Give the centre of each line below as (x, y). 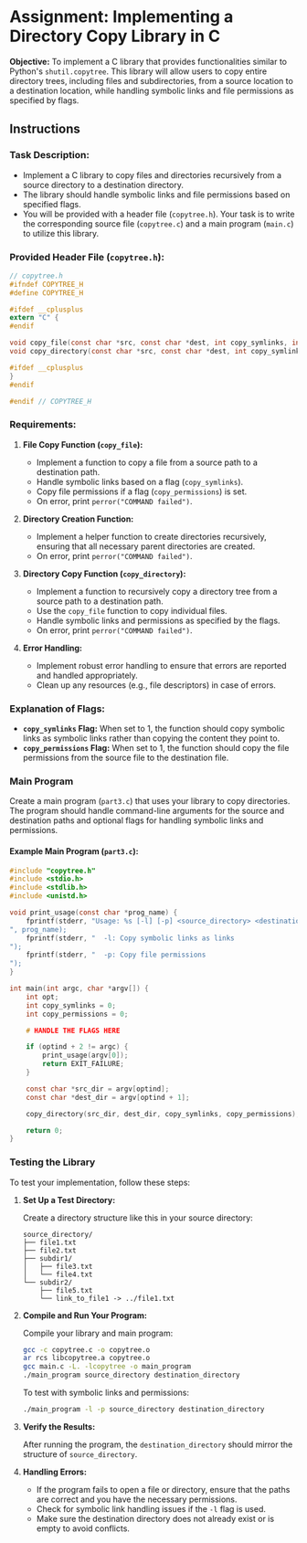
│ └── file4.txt (58, 1274)
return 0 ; (45, 1130)
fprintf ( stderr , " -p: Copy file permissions (116, 955)
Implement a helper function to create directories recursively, (151, 536)
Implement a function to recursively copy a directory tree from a (157, 591)
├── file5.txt (66, 1290)
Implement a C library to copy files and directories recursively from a (152, 174)
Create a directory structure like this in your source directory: (138, 1218)
